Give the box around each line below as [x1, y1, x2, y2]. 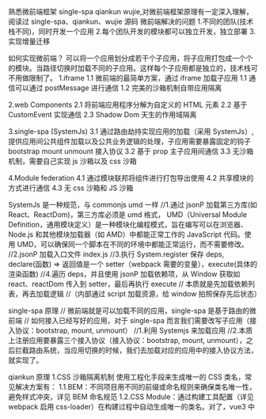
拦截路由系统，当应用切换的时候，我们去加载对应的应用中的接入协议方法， [14, 345, 258, 355]
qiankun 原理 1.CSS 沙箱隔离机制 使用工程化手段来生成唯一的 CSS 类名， [8, 372, 245, 382]
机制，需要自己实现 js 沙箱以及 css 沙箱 [8, 157, 137, 166]
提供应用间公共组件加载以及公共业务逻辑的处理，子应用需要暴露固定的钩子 [8, 137, 251, 146]
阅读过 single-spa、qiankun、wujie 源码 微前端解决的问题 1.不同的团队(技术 [8, 17, 254, 26]
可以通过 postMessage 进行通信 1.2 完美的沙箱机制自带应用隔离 [14, 83, 222, 93]
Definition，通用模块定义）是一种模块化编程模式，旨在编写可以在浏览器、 [8, 220, 248, 229]
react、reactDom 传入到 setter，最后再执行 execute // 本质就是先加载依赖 [8, 280, 249, 288]
